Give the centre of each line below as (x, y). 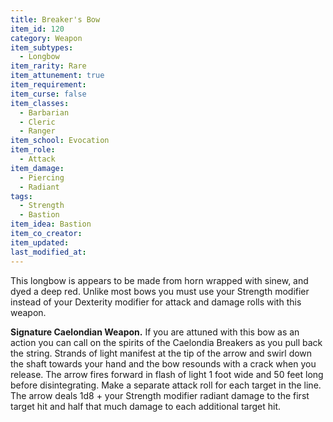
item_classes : (40, 103)
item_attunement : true (57, 76)
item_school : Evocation (60, 141)
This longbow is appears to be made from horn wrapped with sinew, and (159, 280)
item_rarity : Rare (48, 66)
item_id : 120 (37, 29)
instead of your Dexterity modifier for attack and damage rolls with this (156, 302)
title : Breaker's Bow (55, 19)
